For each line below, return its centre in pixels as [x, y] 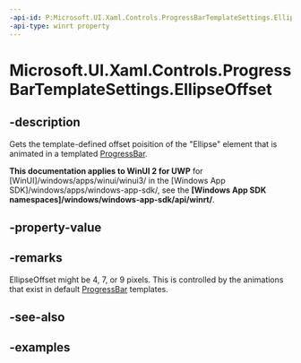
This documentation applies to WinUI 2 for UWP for [106, 170]
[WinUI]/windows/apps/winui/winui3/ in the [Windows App [117, 180]
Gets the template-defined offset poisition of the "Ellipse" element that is [143, 143]
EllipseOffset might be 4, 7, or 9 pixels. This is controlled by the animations [146, 280]
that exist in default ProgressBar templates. [89, 289]
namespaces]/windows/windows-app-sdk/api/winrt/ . [112, 199]
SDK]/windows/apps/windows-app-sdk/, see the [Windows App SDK [138, 190]
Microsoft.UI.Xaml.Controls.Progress [150, 70]
